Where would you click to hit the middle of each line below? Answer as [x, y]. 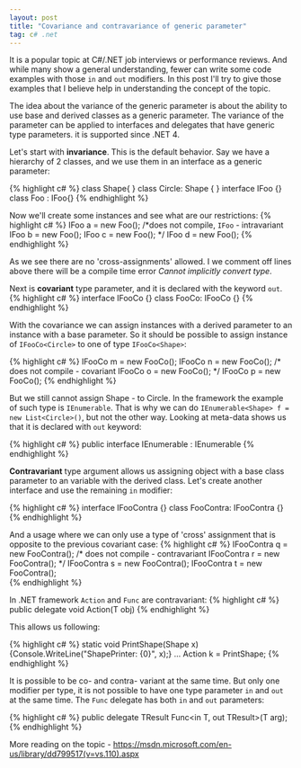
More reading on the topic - [60, 745]
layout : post [34, 18]
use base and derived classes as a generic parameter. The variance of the [147, 116]
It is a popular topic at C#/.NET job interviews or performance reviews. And [148, 60]
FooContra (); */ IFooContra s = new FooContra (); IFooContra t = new [136, 564]
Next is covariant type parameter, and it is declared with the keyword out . [146, 289]
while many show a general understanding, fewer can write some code [141, 69]
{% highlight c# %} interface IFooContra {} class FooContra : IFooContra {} [146, 508]
